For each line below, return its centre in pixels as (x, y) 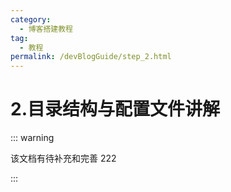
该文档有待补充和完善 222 (63, 158)
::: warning (32, 138)
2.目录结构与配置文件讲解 (115, 109)
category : (31, 19)
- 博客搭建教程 (46, 29)
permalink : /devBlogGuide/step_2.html (91, 57)
